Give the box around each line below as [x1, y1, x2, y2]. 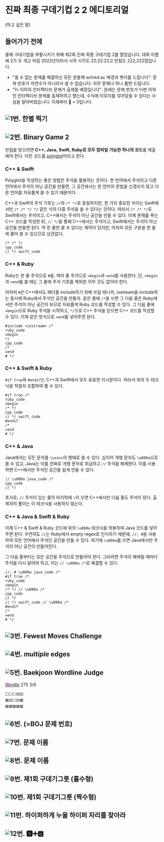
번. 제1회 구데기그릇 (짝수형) [17, 793, 96, 801]
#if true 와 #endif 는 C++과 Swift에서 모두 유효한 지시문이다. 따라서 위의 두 [5, 377, 150, 383]
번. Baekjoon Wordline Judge [14, 668, 104, 677]
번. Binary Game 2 [14, 133, 70, 141]
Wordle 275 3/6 [5, 682, 37, 688]
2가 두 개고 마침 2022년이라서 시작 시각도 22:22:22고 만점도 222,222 [10, 58, 144, 63]
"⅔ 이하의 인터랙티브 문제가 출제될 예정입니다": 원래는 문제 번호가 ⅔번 [12, 87, 147, 92]
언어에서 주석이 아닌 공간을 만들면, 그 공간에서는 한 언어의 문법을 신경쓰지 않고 [5, 183, 154, 189]
